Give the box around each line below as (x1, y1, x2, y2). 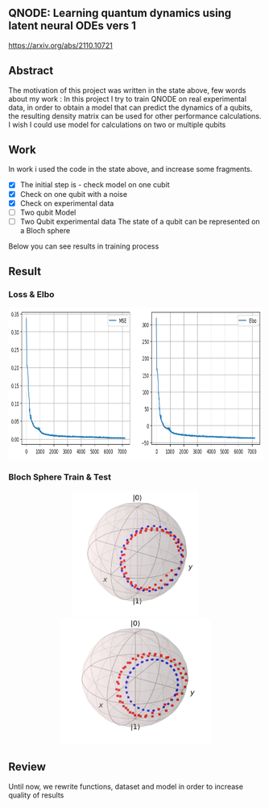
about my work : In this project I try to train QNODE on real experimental (8, 94, 247, 103)
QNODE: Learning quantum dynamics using (8, 6, 232, 20)
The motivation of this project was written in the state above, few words (8, 85, 246, 95)
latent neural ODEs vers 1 (8, 19, 137, 33)
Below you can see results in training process (8, 241, 159, 251)
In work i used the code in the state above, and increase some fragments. (8, 165, 253, 174)
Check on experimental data (19, 198, 114, 208)
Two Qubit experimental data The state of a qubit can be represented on (19, 216, 260, 226)
